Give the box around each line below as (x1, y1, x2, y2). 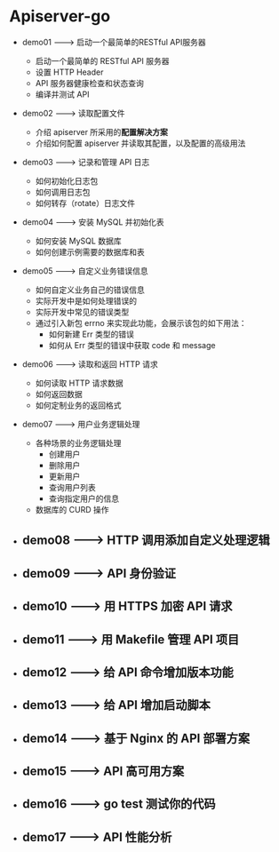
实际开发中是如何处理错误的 (35, 295, 138, 306)
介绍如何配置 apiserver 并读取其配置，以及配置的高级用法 (35, 138, 246, 148)
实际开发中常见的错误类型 (35, 307, 130, 317)
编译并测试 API (35, 89, 90, 100)
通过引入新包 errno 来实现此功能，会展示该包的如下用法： (35, 317, 247, 328)
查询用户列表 (48, 482, 96, 492)
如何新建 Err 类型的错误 (48, 329, 135, 339)
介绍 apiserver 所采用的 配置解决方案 (35, 126, 169, 137)
